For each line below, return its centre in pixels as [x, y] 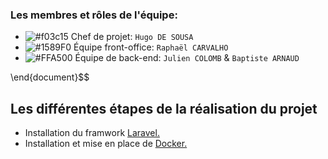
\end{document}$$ [50, 77]
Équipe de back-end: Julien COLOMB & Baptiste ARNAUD [187, 58]
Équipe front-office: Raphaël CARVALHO [151, 47]
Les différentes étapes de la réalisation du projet [164, 108]
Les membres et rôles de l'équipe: [94, 15]
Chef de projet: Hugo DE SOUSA [132, 37]
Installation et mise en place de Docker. [106, 144]
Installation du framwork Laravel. [92, 133]
